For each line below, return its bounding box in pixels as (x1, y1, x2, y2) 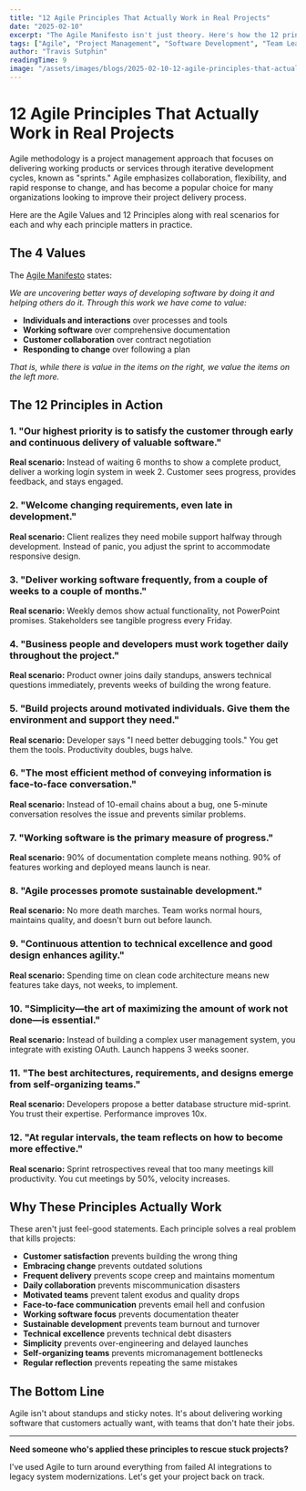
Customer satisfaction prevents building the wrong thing (22, 1250, 239, 1262)
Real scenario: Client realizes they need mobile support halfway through (9, 530, 282, 542)
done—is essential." (9, 1013, 101, 1026)
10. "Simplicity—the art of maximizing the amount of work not (9, 1002, 289, 1014)
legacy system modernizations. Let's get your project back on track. (9, 1471, 266, 1482)
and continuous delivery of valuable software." (9, 436, 222, 448)
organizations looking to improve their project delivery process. (9, 191, 248, 202)
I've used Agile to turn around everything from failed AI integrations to (9, 1462, 272, 1473)
